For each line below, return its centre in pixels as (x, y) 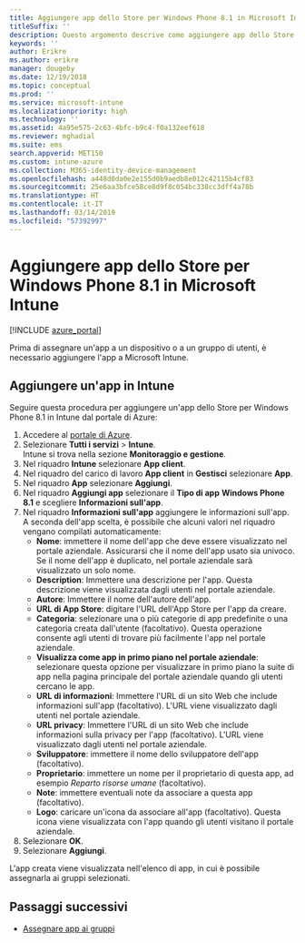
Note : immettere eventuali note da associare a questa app (144, 793)
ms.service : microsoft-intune (67, 102)
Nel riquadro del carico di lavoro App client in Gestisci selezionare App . (157, 473)
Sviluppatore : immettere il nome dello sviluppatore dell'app (147, 754)
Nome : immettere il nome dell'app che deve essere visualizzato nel (162, 542)
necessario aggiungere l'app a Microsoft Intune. (99, 357)
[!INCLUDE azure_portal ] (55, 330)
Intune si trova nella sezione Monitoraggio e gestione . (124, 454)
